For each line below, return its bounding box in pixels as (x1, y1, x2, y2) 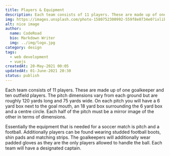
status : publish (5, 73, 39, 78)
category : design (5, 45, 42, 50)
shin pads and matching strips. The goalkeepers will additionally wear (5, 134, 151, 140)
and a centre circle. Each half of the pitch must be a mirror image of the (5, 108, 154, 114)
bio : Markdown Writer (10, 36, 56, 41)
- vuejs (10, 59, 26, 64)
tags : (5, 49, 17, 55)
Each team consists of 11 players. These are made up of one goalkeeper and (5, 87, 164, 93)
